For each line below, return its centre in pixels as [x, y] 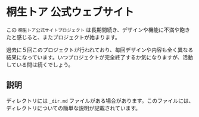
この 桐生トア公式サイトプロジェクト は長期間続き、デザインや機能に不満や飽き [98, 30]
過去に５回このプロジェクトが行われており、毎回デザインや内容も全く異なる [100, 50]
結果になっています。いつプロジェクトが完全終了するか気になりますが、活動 [100, 57]
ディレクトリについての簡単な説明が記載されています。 [74, 108]
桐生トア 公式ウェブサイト [70, 12]
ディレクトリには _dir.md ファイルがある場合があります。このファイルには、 [100, 100]
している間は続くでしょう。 [40, 64]
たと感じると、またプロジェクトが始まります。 [63, 37]
